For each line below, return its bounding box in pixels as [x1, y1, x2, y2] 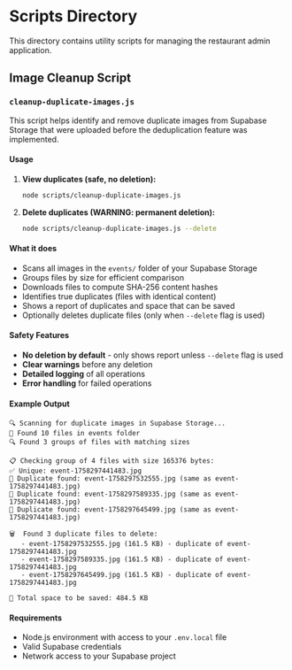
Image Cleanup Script [9, 71, 131, 86]
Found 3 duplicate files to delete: [23, 529, 158, 539]
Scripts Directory [9, 6, 138, 27]
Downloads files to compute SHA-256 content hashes [21, 281, 219, 292]
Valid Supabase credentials [21, 642, 122, 652]
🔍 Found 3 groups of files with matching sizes [9, 438, 190, 447]
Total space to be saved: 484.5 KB [17, 594, 149, 603]
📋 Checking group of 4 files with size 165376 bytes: [9, 457, 215, 466]
